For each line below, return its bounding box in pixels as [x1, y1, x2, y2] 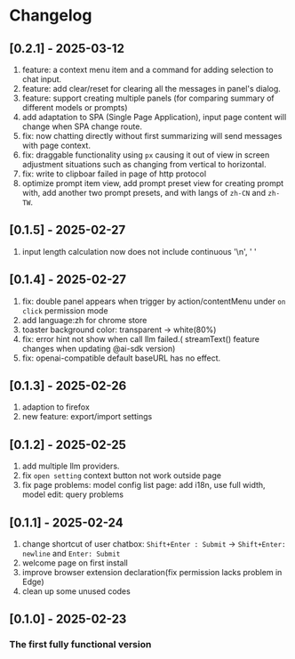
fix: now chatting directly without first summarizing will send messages [21, 131, 283, 141]
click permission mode [21, 305, 108, 316]
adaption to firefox [21, 402, 91, 412]
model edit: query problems [21, 489, 124, 500]
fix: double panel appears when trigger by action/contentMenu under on [21, 296, 286, 306]
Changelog [9, 5, 92, 26]
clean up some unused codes [21, 586, 131, 597]
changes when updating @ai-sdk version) [21, 343, 176, 354]
